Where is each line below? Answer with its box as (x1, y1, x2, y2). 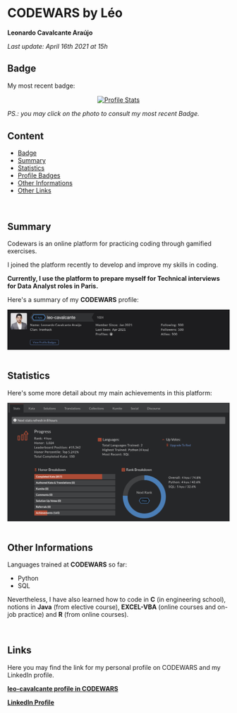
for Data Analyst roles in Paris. (7, 282, 99, 291)
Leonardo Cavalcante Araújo (7, 28, 93, 37)
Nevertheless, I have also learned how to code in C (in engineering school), (7, 595, 226, 603)
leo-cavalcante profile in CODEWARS (7, 684, 119, 692)
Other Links (17, 186, 51, 195)
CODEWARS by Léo (7, 5, 123, 21)
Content (7, 129, 44, 142)
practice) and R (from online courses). (18, 610, 129, 618)
